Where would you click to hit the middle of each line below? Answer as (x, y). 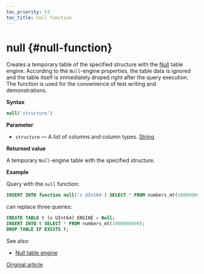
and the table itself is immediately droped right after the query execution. (97, 77)
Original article (25, 264)
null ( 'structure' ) (29, 113)
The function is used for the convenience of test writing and (81, 84)
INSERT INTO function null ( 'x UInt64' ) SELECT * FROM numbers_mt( (92, 195)
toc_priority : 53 (28, 12)
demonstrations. (27, 90)
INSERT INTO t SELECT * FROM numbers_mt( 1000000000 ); (76, 224)
